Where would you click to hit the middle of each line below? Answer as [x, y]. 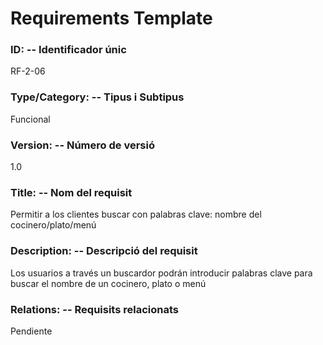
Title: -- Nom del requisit [71, 192]
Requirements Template [111, 18]
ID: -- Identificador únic [68, 50]
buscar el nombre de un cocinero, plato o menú [108, 283]
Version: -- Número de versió [82, 145]
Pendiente [31, 331]
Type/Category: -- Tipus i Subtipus [97, 97]
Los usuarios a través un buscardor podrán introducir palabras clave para [161, 273]
